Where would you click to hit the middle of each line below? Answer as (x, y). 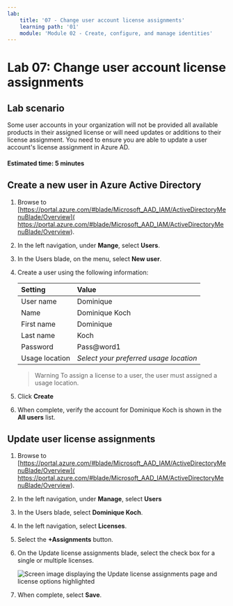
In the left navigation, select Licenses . (72, 526)
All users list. (36, 417)
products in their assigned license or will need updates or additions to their (114, 133)
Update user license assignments (81, 439)
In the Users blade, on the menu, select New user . (89, 258)
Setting (33, 289)
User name (39, 301)
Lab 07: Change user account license (116, 68)
